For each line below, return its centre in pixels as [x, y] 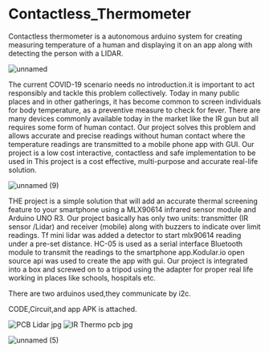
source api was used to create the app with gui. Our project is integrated [128, 260]
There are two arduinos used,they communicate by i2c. [100, 293]
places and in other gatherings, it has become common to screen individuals [135, 101]
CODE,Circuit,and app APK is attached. [73, 309]
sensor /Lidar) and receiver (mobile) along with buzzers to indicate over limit [134, 227]
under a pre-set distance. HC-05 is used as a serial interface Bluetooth [126, 244]
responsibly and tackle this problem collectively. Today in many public [124, 92]
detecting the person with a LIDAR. [66, 53]
